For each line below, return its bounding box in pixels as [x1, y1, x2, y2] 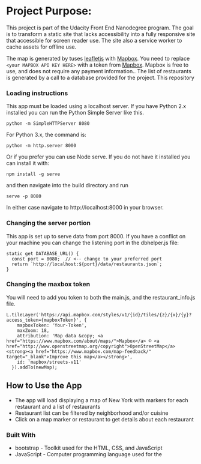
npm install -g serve [6, 171, 61, 178]
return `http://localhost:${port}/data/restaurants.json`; [11, 261, 163, 267]
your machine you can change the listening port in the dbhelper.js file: [6, 239, 179, 246]
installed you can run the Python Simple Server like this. [6, 109, 144, 116]
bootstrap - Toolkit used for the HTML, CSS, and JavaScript [14, 444, 163, 451]
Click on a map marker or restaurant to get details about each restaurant [14, 415, 194, 423]
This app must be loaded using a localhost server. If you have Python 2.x [6, 103, 187, 110]
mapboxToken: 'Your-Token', [17, 322, 87, 328]
